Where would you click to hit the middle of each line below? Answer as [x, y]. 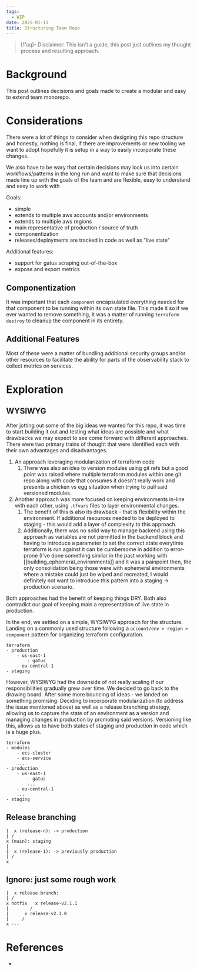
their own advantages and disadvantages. [57, 450]
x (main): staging [29, 841]
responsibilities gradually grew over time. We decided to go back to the [92, 688]
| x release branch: [33, 893]
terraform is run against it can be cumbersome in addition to [96, 549]
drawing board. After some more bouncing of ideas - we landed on [87, 694]
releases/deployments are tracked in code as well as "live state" [92, 240]
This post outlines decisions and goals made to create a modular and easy [96, 91]
